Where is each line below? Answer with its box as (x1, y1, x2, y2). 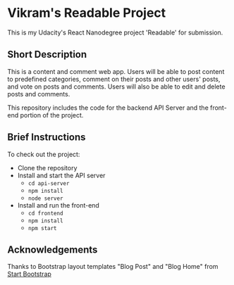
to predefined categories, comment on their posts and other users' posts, (7, 75, 221, 83)
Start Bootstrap (7, 270, 51, 279)
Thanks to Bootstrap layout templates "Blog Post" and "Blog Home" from (7, 262, 218, 271)
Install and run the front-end (17, 201, 100, 209)
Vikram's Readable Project (7, 5, 166, 21)
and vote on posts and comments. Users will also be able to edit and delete (7, 82, 226, 91)
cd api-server (27, 179, 70, 187)
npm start (27, 224, 58, 232)
